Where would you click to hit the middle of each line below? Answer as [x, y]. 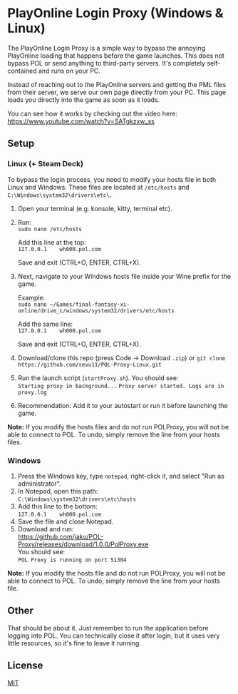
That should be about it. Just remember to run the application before [108, 628]
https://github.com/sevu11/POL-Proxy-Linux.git [89, 364]
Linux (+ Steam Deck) [46, 164]
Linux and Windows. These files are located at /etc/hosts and [99, 187]
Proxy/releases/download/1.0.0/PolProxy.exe [83, 544]
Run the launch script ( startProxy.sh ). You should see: [98, 378]
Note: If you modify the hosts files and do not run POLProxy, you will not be [118, 427]
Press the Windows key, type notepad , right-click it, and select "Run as [121, 476]
